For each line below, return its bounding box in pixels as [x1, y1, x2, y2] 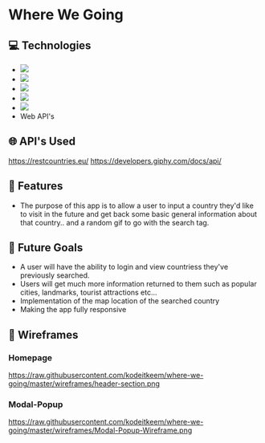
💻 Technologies [8, 39, 92, 52]
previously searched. [19, 270, 90, 280]
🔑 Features [8, 179, 63, 193]
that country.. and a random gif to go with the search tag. [19, 217, 210, 227]
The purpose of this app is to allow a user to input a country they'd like [19, 201, 255, 210]
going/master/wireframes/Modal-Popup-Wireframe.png [8, 425, 193, 435]
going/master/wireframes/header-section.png [8, 379, 161, 388]
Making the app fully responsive [19, 305, 127, 315]
